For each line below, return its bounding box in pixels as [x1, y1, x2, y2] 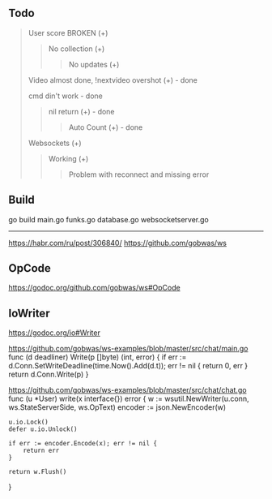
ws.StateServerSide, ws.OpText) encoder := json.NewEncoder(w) [8, 402, 227, 412]
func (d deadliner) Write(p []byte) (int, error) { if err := [8, 352, 187, 362]
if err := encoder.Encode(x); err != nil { [8, 440, 158, 448]
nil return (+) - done [48, 106, 115, 116]
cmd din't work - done [28, 91, 104, 101]
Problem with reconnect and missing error [68, 170, 210, 179]
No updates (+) [68, 59, 120, 69]
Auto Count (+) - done [68, 122, 143, 132]
